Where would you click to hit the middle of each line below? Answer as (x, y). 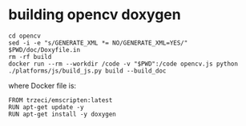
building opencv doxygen (95, 15)
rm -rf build (30, 57)
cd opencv (25, 36)
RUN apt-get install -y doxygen (62, 114)
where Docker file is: (42, 85)
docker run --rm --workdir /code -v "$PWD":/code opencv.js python (123, 64)
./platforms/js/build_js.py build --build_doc (87, 71)
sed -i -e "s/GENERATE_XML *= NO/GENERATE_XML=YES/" (98, 43)
